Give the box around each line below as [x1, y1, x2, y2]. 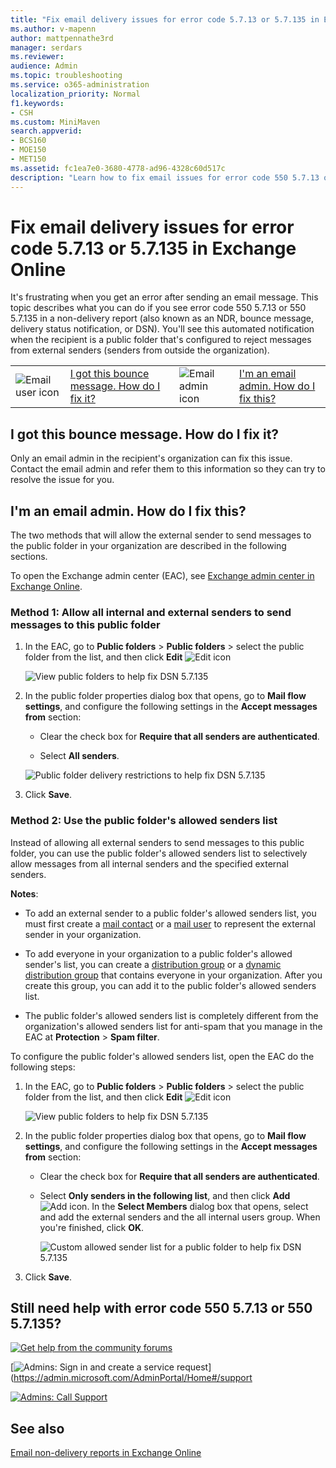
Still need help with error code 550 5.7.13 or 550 [10, 1300, 313, 1317]
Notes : [10, 887, 39, 900]
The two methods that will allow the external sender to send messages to [10, 529, 312, 541]
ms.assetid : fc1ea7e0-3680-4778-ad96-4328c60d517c [10, 163, 226, 173]
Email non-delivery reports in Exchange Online [10, 1447, 202, 1459]
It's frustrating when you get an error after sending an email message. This [10, 291, 319, 303]
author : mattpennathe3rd [10, 33, 114, 43]
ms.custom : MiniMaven [10, 117, 101, 127]
